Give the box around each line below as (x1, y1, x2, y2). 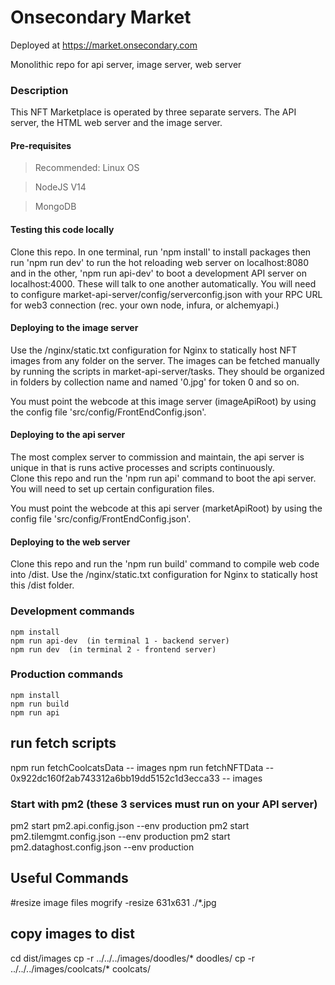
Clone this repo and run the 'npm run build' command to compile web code (10, 558, 320, 570)
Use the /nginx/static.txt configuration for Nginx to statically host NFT (10, 344, 298, 356)
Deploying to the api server (10, 429, 126, 441)
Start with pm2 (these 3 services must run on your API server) (10, 797, 318, 811)
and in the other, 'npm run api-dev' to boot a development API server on (10, 267, 307, 279)
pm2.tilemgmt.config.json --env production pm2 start (10, 830, 231, 842)
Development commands (10, 604, 135, 618)
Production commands (10, 667, 124, 681)
